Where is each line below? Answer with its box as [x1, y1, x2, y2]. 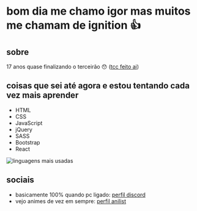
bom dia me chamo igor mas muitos [6, 4, 191, 18]
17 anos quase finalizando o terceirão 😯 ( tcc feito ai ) [6, 63, 139, 70]
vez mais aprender [6, 90, 79, 101]
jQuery [15, 126, 32, 133]
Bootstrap [15, 138, 40, 146]
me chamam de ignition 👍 [6, 18, 141, 32]
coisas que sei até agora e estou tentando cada [6, 80, 190, 91]
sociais [6, 175, 35, 185]
